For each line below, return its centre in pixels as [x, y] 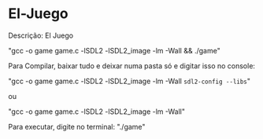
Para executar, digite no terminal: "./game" [77, 126]
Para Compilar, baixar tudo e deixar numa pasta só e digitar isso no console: [132, 66]
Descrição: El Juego [41, 35]
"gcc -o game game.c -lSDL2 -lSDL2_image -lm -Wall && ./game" [114, 50]
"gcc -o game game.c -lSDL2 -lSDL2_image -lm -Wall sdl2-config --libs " [129, 81]
